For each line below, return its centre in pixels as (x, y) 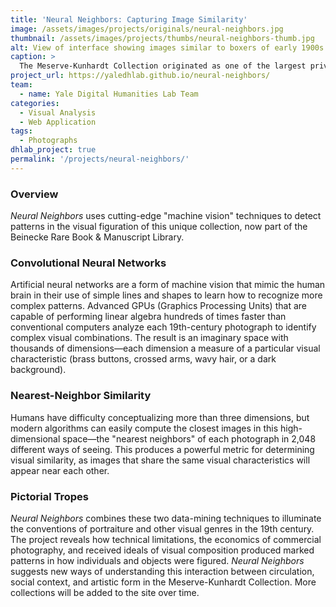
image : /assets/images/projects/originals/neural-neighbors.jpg (147, 29)
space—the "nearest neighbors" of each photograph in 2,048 (189, 438)
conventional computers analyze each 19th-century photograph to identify (163, 327)
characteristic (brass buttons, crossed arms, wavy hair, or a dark (143, 359)
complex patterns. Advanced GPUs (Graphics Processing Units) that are (158, 306)
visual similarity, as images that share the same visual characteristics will (160, 460)
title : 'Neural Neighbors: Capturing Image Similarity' (129, 19)
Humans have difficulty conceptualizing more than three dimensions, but (160, 417)
